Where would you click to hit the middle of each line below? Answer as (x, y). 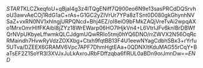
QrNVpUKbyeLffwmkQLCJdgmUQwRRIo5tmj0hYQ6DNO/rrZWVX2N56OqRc (101, 34)
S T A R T (15, 9)
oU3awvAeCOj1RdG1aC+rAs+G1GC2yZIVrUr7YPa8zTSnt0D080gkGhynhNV (101, 15)
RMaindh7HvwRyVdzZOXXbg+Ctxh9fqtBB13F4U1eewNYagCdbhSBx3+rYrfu (101, 41)
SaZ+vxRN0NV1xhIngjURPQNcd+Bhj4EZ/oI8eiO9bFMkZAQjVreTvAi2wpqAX (101, 21)
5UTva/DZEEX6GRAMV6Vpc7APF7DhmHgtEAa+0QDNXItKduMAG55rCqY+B (102, 47)
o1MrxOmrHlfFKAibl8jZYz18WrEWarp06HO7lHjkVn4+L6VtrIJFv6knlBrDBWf (101, 28)
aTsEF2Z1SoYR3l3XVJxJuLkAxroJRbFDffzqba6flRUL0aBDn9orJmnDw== (97, 53)
